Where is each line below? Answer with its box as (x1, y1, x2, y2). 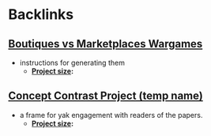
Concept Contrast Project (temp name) (8, 89, 203, 103)
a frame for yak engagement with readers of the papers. (19, 110, 203, 119)
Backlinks (8, 6, 74, 24)
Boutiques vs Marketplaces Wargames (8, 37, 203, 51)
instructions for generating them (19, 58, 125, 67)
